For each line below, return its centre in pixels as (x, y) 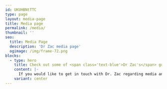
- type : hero (23, 60)
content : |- (26, 70)
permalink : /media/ (25, 28)
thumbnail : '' (20, 33)
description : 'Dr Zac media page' (45, 46)
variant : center (31, 79)
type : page (16, 14)
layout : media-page (25, 19)
